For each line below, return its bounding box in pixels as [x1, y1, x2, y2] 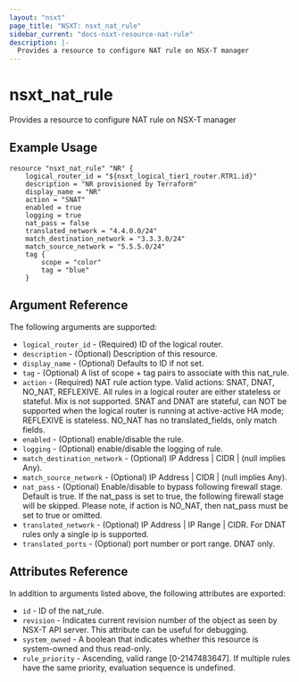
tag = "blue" [41, 265, 90, 274]
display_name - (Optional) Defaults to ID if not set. [21, 358, 204, 368]
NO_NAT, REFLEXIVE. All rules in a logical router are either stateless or [21, 386, 281, 397]
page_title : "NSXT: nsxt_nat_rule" [9, 21, 142, 30]
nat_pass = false [25, 218, 90, 228]
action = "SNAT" [25, 195, 87, 204]
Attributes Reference [9, 564, 129, 579]
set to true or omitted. [21, 509, 103, 520]
